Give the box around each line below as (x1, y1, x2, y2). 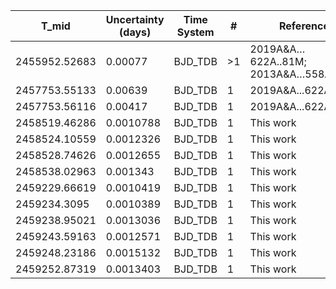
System (176, 25, 215, 39)
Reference (278, 19, 330, 33)
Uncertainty (105, 13, 165, 26)
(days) (119, 25, 152, 39)
